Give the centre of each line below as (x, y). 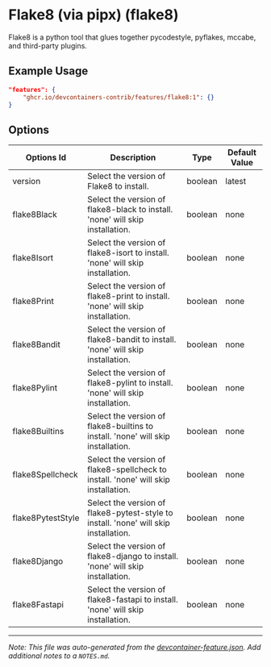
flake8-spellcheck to (127, 469)
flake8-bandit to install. (132, 340)
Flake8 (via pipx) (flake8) (94, 15)
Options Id (46, 157)
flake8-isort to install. (128, 253)
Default (242, 152)
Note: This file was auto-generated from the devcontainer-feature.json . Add (135, 648)
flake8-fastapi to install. (133, 600)
